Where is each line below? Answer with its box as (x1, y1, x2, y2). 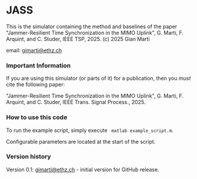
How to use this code (6, 113, 68, 121)
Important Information (6, 61, 71, 69)
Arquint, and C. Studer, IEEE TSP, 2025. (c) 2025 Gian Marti (6, 35, 150, 42)
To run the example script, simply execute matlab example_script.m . (6, 127, 173, 134)
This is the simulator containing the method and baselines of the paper (6, 23, 178, 30)
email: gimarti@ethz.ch (6, 46, 62, 53)
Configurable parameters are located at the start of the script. (6, 138, 156, 145)
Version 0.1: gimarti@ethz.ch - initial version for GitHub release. (6, 166, 160, 173)
